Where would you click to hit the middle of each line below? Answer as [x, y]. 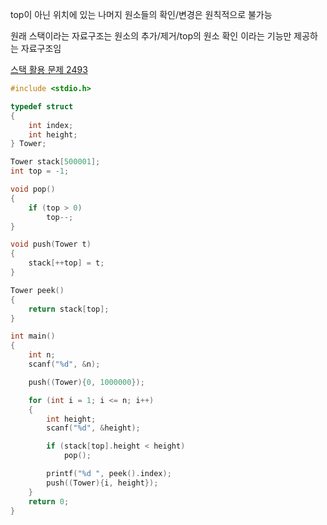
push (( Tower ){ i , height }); [102, 483]
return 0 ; [49, 501]
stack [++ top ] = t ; [66, 263]
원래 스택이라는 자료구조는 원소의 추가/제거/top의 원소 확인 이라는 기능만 [151, 36]
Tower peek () [37, 290]
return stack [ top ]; [69, 309]
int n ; [42, 355]
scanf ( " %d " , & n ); [64, 364]
